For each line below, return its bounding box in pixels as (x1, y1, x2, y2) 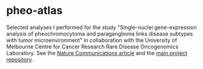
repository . (6, 56, 33, 63)
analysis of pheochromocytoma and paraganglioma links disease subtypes (6, 30, 193, 37)
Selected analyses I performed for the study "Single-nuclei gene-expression (6, 24, 197, 31)
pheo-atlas (6, 4, 63, 18)
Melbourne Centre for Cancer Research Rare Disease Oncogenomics (6, 43, 179, 50)
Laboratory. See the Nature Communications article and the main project (6, 49, 188, 56)
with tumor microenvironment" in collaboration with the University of (6, 36, 178, 44)
